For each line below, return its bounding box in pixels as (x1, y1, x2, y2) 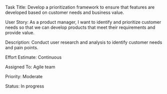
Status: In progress (5, 83, 44, 89)
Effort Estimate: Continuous (5, 54, 62, 60)
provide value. (5, 30, 35, 35)
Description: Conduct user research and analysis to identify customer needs (5, 39, 162, 45)
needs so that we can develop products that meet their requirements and (5, 24, 155, 30)
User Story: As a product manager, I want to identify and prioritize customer (5, 19, 161, 25)
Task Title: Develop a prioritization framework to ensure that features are (5, 4, 155, 10)
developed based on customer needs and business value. (5, 9, 124, 15)
